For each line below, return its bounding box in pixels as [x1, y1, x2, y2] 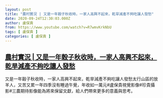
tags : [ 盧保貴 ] [5, 29, 38, 34]
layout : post [5, 7, 32, 12]
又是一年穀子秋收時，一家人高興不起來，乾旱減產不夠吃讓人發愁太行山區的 [5, 76, 154, 82]
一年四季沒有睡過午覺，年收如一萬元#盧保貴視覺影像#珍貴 [34, 82, 151, 87]
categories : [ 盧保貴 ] [5, 34, 51, 39]
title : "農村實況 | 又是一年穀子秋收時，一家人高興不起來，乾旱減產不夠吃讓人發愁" [5, 12, 154, 16]
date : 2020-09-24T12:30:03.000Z [5, 16, 70, 21]
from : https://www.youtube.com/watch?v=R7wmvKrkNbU [5, 25, 112, 30]
